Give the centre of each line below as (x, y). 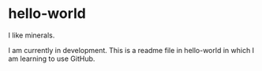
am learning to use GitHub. (52, 59)
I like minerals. (32, 35)
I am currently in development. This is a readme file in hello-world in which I (131, 50)
